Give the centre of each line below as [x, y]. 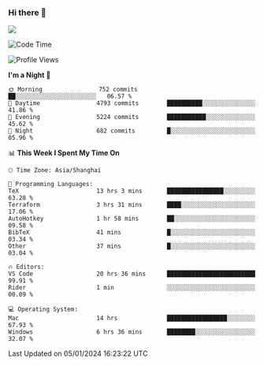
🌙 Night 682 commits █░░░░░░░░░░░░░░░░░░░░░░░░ [132, 131]
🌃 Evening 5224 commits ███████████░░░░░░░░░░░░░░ [132, 118]
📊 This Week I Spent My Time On [64, 153]
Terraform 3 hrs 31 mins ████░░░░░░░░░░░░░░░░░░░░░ [132, 205]
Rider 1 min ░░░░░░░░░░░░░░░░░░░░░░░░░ [132, 288]
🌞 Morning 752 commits [73, 90]
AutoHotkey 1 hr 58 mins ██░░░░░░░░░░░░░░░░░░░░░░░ [132, 219]
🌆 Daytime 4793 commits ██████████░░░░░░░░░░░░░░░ [132, 103]
